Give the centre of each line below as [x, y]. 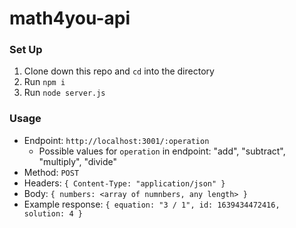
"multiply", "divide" [78, 161]
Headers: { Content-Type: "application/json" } [124, 183]
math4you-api [70, 18]
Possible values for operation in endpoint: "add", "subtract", [162, 151]
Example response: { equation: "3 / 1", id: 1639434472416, [152, 204]
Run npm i [44, 82]
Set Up [26, 50]
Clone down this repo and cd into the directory [119, 71]
